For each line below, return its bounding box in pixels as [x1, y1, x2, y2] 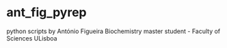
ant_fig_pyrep [6, 5, 87, 20]
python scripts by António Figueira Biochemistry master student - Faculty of [6, 27, 221, 35]
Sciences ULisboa [6, 34, 57, 42]
